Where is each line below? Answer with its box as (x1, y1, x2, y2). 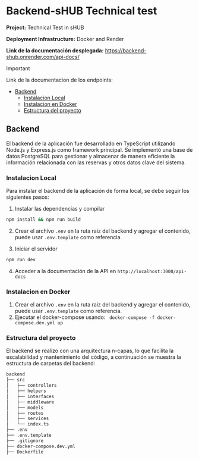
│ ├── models (6, 405, 44, 411)
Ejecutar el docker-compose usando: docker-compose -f (14, 314, 155, 321)
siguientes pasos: (6, 193, 49, 201)
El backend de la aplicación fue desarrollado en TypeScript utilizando (6, 140, 176, 147)
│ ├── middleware (6, 399, 55, 405)
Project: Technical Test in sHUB (6, 24, 84, 31)
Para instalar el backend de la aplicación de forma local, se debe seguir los (6, 187, 189, 195)
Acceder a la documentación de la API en (14, 267, 116, 274)
